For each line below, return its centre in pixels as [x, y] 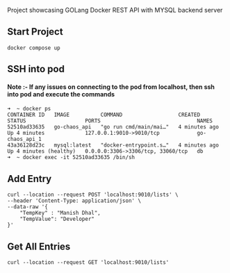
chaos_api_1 [24, 139]
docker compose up [34, 48]
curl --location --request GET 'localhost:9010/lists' [88, 263]
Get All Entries [39, 246]
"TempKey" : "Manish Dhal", [60, 213]
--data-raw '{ [28, 207]
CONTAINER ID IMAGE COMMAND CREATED [104, 115]
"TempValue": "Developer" [57, 219]
